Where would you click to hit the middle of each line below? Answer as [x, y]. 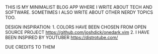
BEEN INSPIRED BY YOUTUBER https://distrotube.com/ [62, 37]
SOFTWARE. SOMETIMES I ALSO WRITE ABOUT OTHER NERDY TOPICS [79, 12]
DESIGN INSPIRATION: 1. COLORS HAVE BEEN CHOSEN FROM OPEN [76, 27]
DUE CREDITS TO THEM [30, 47]
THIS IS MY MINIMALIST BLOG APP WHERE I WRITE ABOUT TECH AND [79, 7]
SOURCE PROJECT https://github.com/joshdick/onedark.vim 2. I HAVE [78, 32]
